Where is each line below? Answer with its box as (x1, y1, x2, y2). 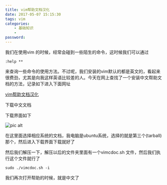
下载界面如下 (5, 112, 31, 118)
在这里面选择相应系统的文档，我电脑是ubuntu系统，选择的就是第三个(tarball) (5, 132, 162, 138)
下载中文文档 (5, 102, 31, 108)
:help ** (5, 59, 23, 64)
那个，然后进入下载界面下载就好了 (5, 138, 75, 144)
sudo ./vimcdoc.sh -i (5, 165, 50, 170)
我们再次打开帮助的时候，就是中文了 (5, 175, 80, 181)
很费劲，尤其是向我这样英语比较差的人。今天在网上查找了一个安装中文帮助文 (5, 74, 162, 80)
